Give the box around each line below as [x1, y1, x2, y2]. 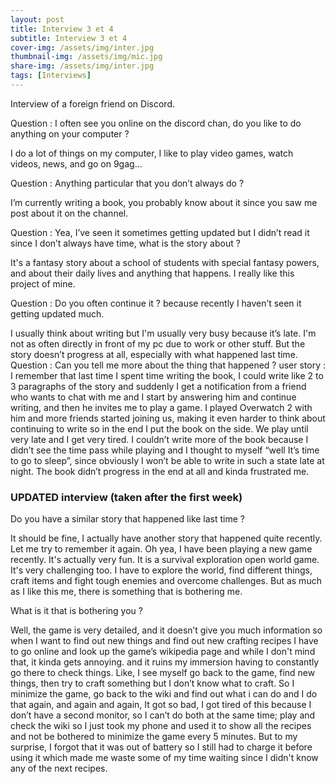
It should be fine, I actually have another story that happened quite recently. [10, 532, 323, 545]
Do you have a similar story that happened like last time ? [10, 513, 246, 525]
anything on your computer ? [10, 127, 130, 140]
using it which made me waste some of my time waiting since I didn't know [10, 752, 319, 764]
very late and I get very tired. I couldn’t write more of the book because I [10, 433, 309, 445]
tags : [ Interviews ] [10, 71, 92, 81]
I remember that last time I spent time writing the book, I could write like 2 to [10, 369, 324, 381]
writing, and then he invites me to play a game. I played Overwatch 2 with [10, 401, 313, 413]
